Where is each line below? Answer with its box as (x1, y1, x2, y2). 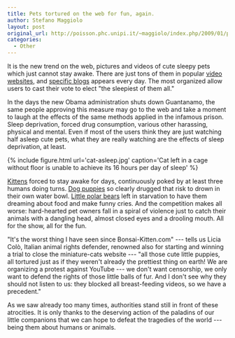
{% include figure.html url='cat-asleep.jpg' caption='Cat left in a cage (7, 156, 208, 164)
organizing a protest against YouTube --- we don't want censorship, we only (7, 265, 227, 273)
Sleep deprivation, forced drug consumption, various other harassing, (7, 120, 208, 128)
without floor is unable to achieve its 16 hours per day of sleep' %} (7, 164, 199, 171)
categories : (7, 36, 42, 43)
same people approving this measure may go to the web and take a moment (7, 106, 227, 113)
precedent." (7, 288, 41, 295)
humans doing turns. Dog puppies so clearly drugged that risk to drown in (7, 185, 220, 192)
